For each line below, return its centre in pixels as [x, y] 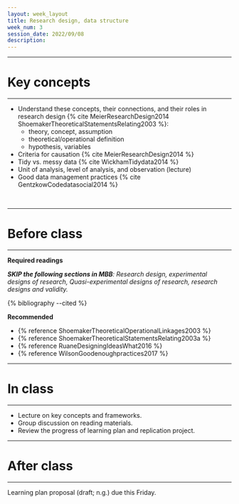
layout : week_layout [38, 14]
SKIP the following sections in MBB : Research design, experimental [107, 274]
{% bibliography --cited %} [47, 303]
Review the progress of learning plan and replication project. [106, 430]
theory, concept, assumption [70, 132]
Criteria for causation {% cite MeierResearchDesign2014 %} [106, 155]
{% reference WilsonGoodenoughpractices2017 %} [93, 353]
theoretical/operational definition [76, 139]
